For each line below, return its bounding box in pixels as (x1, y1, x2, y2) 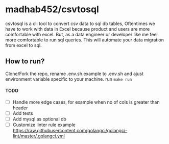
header (12, 105, 28, 111)
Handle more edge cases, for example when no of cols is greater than (12, 99, 160, 105)
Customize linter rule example (12, 122, 76, 128)
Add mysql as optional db (12, 116, 66, 122)
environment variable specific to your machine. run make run (5, 76, 132, 82)
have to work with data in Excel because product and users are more (5, 26, 150, 32)
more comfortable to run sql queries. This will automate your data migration (5, 37, 164, 43)
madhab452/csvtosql (5, 4, 100, 15)
